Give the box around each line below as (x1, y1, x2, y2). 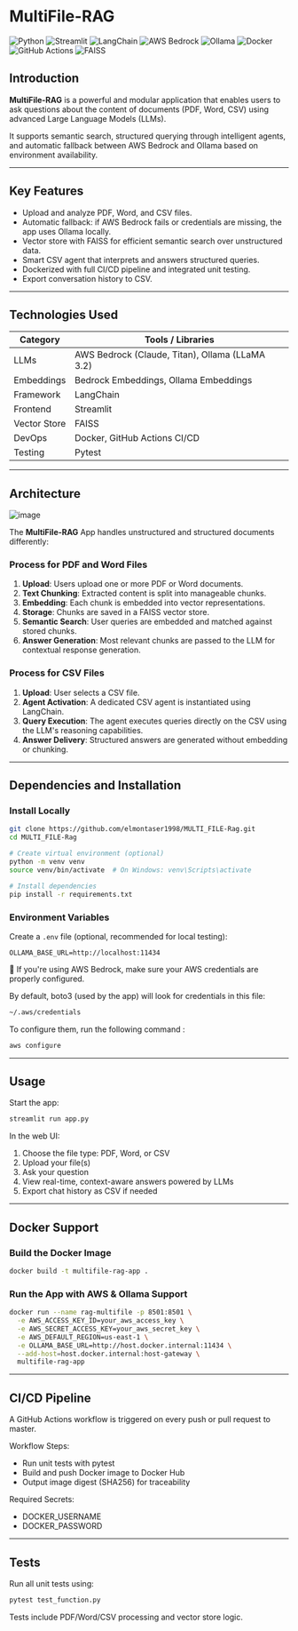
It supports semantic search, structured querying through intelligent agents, (9, 131, 286, 141)
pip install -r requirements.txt (9, 890, 133, 899)
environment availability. (9, 149, 98, 160)
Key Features (9, 184, 84, 199)
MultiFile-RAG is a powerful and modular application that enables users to (9, 94, 281, 105)
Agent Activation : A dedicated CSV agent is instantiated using (21, 696, 251, 708)
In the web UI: (9, 1131, 60, 1141)
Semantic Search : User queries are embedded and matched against (21, 616, 273, 628)
